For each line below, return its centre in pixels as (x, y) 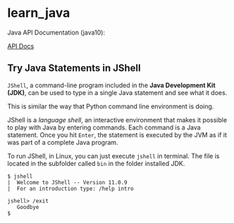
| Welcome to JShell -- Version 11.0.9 (68, 182)
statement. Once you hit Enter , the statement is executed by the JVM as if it (117, 134)
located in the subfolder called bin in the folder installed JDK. (96, 163)
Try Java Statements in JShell (74, 68)
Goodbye (28, 207)
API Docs (21, 46)
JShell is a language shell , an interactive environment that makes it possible (117, 120)
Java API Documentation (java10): (56, 32)
